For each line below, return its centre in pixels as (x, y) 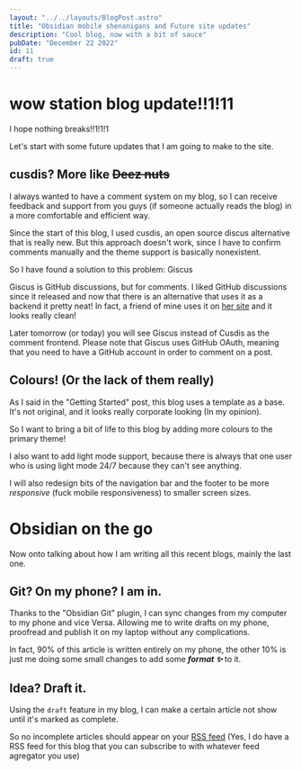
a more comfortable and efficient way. (80, 215)
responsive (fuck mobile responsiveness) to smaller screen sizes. (130, 492)
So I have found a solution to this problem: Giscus (101, 269)
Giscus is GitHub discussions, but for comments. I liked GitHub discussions (148, 287)
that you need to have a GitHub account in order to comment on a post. (141, 352)
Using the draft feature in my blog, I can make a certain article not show (143, 710)
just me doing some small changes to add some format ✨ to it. (125, 659)
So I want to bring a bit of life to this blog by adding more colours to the (141, 429)
